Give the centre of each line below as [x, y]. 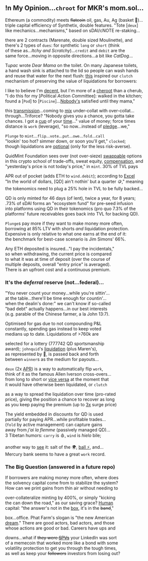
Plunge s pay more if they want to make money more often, [64, 223]
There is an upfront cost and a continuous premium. [58, 269]
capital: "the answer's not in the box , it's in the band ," [59, 508]
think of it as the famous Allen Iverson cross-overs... [58, 374]
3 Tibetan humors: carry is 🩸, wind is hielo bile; [53, 435]
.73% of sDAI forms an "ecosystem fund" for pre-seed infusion [69, 203]
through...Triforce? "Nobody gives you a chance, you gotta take [70, 116]
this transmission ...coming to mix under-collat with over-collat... [70, 110]
